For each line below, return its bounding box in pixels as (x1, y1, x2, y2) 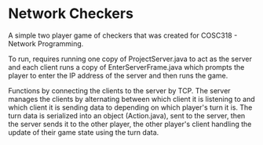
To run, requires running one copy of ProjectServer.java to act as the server (8, 54, 253, 63)
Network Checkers (8, 5, 133, 23)
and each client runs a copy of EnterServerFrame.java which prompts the (8, 62, 245, 71)
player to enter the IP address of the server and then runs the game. (8, 71, 228, 80)
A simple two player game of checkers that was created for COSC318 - (8, 31, 238, 40)
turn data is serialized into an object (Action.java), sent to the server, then (8, 111, 246, 120)
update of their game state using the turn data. (8, 127, 159, 137)
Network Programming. (8, 38, 84, 48)
